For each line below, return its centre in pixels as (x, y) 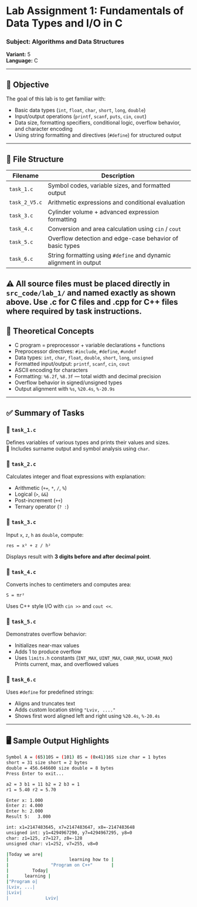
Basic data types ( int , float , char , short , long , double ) (80, 110)
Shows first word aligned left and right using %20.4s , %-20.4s (87, 716)
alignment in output (74, 263)
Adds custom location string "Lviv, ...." (65, 710)
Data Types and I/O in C (64, 23)
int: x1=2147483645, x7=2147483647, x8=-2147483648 (70, 827)
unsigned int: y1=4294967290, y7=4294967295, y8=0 (69, 832)
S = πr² (16, 595)
